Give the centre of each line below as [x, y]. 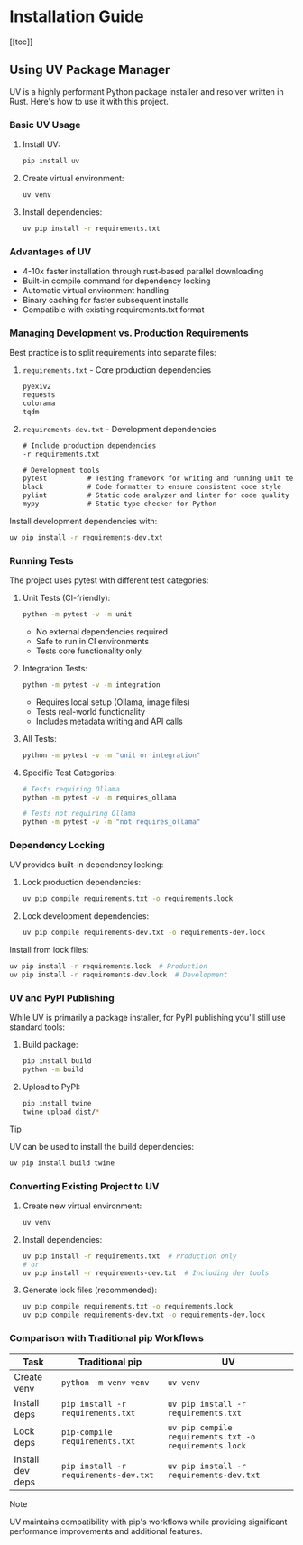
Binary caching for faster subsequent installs [106, 300]
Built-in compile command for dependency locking [116, 281]
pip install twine [57, 1104]
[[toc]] [21, 42]
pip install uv [51, 161]
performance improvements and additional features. [106, 1531]
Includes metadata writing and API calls [109, 721]
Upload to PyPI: [51, 1087]
